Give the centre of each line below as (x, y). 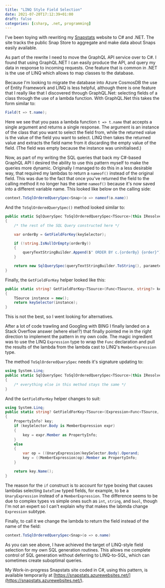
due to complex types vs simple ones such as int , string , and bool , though (82, 501)
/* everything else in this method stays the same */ (70, 384)
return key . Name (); (34, 471)
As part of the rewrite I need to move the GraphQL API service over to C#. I (81, 58)
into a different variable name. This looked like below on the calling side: (78, 189)
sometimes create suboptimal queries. (44, 560)
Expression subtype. (26, 511)
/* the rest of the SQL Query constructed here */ (67, 225)
